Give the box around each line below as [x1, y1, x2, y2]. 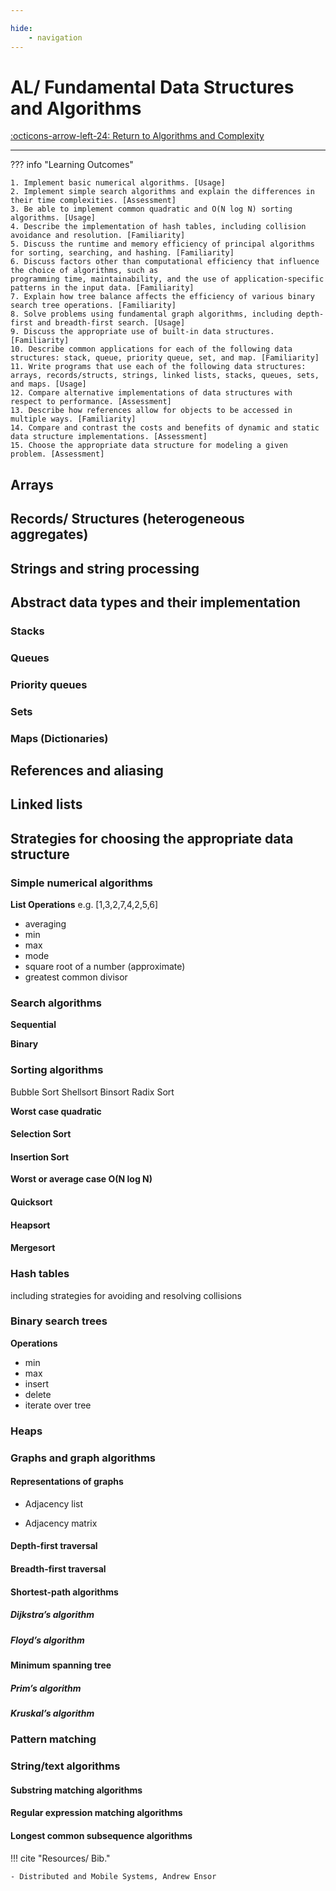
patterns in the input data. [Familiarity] [10, 283, 195, 293]
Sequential [10, 1019, 57, 1031]
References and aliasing [10, 762, 164, 779]
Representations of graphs [10, 1476, 124, 1488]
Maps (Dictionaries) [10, 731, 109, 745]
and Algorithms [10, 97, 142, 120]
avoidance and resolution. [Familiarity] [10, 231, 186, 241]
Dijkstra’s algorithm [10, 1609, 95, 1621]
